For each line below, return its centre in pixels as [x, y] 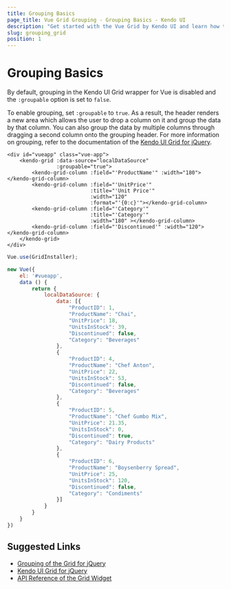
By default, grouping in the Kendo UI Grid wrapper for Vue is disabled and [112, 92]
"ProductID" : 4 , [92, 359]
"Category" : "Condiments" [106, 493]
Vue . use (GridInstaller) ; [43, 257]
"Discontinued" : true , [101, 436]
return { [44, 289]
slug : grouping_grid [37, 33]
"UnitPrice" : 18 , [93, 321]
